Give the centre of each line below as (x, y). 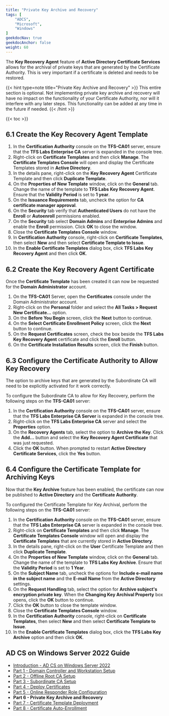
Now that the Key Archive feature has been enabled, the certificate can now (85, 489)
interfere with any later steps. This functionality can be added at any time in (84, 103)
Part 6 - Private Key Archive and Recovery (58, 697)
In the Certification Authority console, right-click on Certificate (80, 616)
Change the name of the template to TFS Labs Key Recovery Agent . (84, 189)
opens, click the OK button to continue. (54, 600)
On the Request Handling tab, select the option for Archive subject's (85, 589)
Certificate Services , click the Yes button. (57, 454)
